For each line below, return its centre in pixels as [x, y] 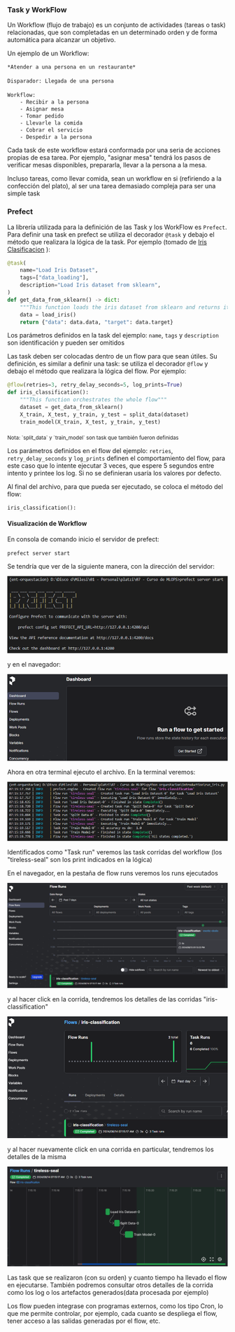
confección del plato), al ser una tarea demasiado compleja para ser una [112, 186]
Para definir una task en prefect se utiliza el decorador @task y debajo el [111, 234]
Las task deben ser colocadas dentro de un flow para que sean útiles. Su [112, 356]
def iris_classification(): [48, 393]
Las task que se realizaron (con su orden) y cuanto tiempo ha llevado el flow [117, 1277]
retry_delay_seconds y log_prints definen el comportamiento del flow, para [116, 458]
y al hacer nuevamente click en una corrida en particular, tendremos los [111, 1149]
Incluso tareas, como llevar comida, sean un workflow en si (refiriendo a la [114, 179]
